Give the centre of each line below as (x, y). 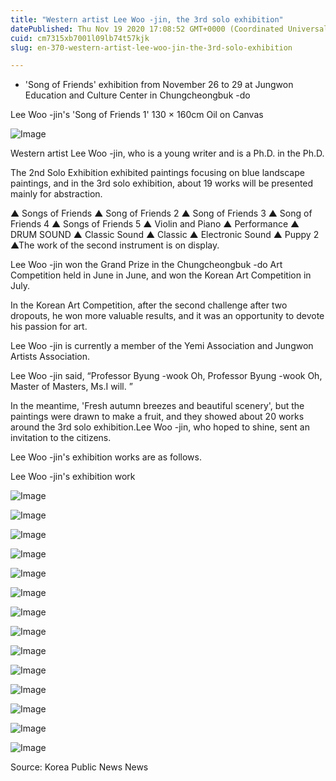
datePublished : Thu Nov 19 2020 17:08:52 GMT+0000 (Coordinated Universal (169, 29)
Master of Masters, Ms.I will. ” (71, 387)
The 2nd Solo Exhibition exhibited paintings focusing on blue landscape (157, 173)
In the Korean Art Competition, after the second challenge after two (149, 305)
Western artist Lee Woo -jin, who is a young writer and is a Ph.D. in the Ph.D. (167, 153)
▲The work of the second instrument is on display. (115, 245)
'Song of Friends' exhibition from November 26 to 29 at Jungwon (159, 85)
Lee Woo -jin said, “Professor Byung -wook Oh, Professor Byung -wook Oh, (166, 376)
